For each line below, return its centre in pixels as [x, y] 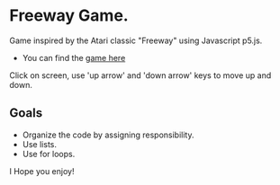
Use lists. [39, 144]
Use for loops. [49, 154]
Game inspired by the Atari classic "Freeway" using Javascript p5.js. [136, 40]
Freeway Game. [69, 16]
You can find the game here [74, 57]
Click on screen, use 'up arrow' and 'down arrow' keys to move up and [140, 75]
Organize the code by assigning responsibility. [108, 135]
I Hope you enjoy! [42, 171]
